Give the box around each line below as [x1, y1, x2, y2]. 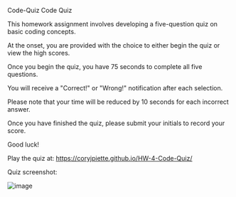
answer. [7, 105, 31, 113]
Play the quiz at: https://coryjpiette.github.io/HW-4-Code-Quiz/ [7, 154, 193, 162]
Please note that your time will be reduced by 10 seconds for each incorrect [7, 97, 229, 106]
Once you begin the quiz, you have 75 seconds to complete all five [7, 63, 203, 70]
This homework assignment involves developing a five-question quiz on [7, 20, 218, 28]
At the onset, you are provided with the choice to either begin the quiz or [7, 41, 220, 49]
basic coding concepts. [7, 28, 76, 36]
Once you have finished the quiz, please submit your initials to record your [7, 119, 225, 127]
